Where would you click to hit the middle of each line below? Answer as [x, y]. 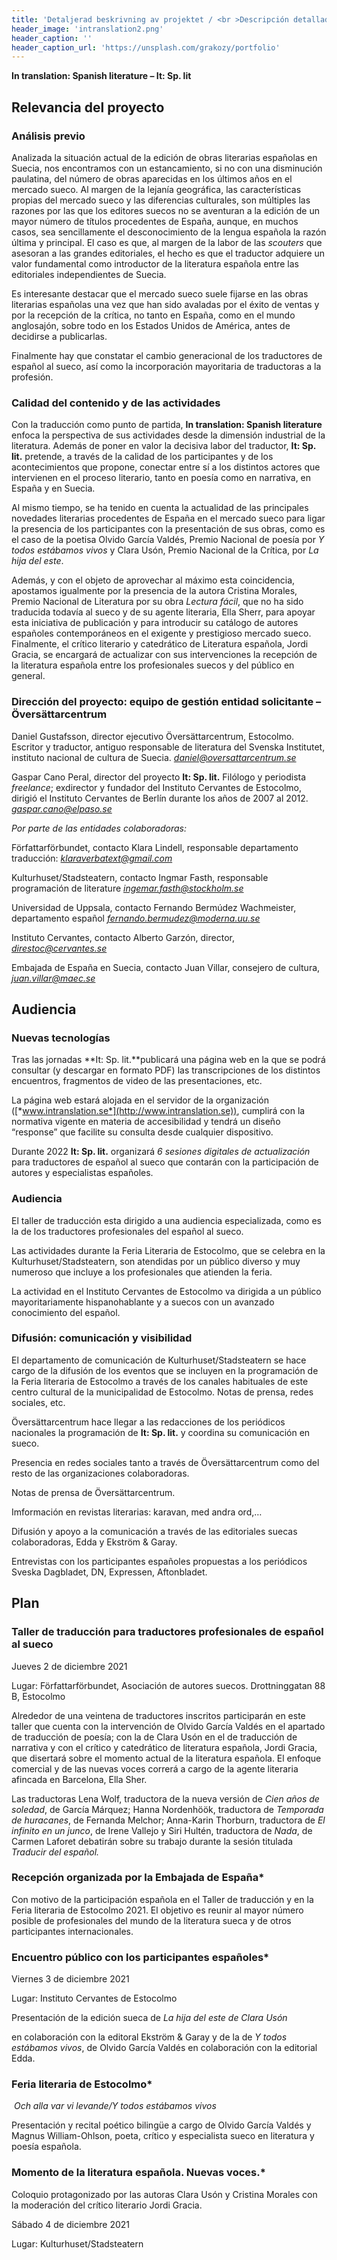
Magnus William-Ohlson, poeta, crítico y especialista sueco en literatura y [163, 2136]
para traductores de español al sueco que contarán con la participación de [165, 1162]
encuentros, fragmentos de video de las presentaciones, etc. [137, 1081]
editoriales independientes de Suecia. [89, 274]
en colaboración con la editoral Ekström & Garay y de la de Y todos [149, 2037]
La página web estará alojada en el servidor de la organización [140, 1100]
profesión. [32, 377]
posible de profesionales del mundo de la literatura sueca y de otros [151, 1920]
